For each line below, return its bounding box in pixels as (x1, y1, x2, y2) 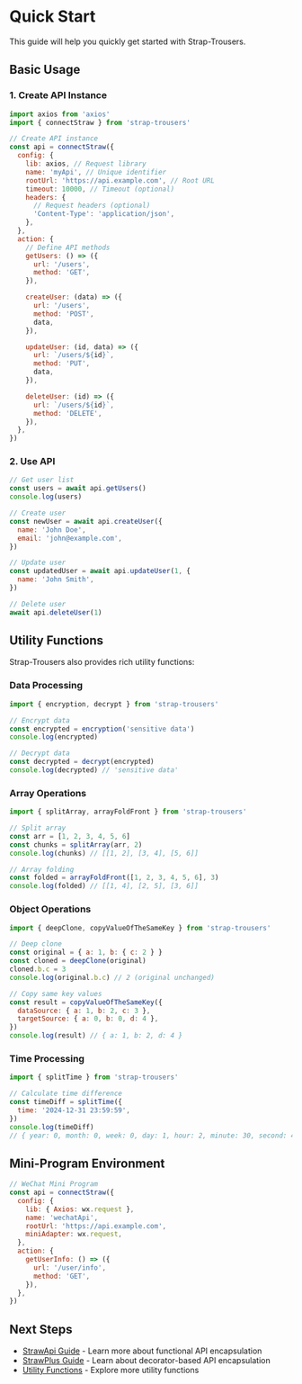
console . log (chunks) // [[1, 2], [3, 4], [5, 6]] (9, 849, 200, 858)
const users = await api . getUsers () (9, 484, 147, 493)
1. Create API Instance (9, 89, 108, 102)
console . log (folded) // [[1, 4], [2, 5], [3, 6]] (9, 882, 200, 891)
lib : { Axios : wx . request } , (25, 1204, 135, 1214)
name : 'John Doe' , (17, 525, 87, 535)
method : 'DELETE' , (32, 409, 102, 418)
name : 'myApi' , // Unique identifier (25, 167, 167, 176)
